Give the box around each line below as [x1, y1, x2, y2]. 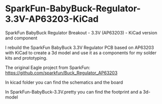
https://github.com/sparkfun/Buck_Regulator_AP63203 [5, 69, 118, 75]
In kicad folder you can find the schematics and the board [5, 79, 123, 85]
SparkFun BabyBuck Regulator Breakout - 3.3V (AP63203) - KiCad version [5, 30, 158, 35]
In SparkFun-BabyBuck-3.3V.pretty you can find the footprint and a [5, 89, 142, 95]
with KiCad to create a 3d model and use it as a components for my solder [5, 50, 157, 56]
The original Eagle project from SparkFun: [5, 65, 91, 70]
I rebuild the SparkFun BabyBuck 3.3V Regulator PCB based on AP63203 [5, 44, 155, 50]
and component [5, 35, 38, 41]
